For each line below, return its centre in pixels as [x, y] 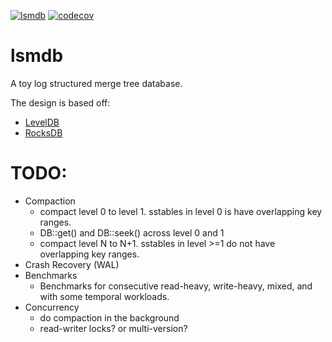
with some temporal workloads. [104, 296]
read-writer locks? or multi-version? [113, 328]
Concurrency [52, 307]
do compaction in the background [109, 317]
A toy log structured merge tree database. [96, 83]
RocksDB [43, 132]
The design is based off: [60, 102]
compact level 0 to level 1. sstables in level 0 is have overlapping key [181, 211]
